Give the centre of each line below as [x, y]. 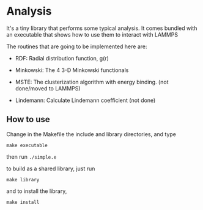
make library [23, 179]
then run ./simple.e [31, 156]
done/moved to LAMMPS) [48, 88]
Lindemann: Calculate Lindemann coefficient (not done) [85, 100]
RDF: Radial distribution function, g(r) [62, 58]
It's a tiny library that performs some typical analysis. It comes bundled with [102, 28]
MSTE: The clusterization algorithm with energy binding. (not [92, 82]
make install [23, 202]
